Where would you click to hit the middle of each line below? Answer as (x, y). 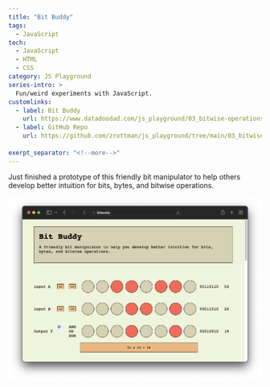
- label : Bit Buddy (48, 110)
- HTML (27, 60)
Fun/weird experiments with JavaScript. (84, 93)
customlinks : (30, 102)
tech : (17, 43)
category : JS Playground (50, 76)
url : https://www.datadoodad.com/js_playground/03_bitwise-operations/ (145, 119)
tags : (17, 25)
